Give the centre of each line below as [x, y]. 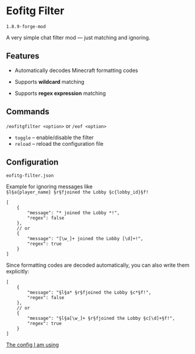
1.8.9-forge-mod [26, 27]
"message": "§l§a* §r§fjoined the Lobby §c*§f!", [89, 293]
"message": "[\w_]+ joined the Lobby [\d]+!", [85, 239]
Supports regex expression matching [60, 93]
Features [23, 56]
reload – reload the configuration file [59, 143]
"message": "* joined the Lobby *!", [73, 213]
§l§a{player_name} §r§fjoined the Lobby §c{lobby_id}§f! [77, 192]
